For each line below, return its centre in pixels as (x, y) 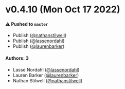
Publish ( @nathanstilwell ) (40, 35)
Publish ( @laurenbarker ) (39, 46)
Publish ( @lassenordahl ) (39, 41)
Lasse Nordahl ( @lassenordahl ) (46, 69)
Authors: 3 (17, 58)
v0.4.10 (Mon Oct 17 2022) (63, 10)
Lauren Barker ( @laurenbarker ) (46, 75)
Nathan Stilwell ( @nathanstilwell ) (48, 80)
